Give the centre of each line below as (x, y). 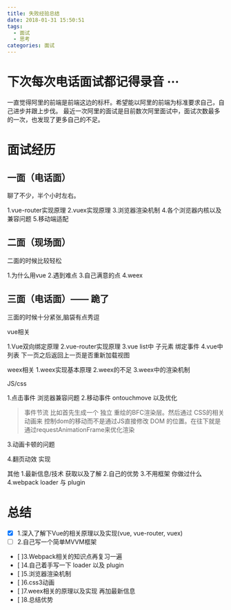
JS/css (17, 383)
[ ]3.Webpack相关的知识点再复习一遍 (70, 556)
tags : (15, 26)
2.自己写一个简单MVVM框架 (57, 542)
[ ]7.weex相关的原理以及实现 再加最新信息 (76, 591)
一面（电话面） (39, 178)
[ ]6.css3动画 (36, 582)
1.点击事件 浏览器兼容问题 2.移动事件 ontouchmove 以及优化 (92, 397)
